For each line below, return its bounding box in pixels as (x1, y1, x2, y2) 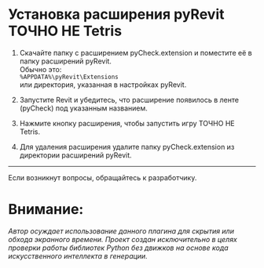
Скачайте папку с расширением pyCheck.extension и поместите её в (19, 48, 253, 57)
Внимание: (8, 201, 84, 219)
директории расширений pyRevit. (19, 150, 132, 160)
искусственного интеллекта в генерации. (8, 251, 148, 260)
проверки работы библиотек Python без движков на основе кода (8, 243, 229, 252)
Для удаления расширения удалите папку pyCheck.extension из (19, 142, 235, 151)
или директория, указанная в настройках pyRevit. (19, 80, 187, 89)
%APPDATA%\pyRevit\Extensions (19, 73, 119, 81)
